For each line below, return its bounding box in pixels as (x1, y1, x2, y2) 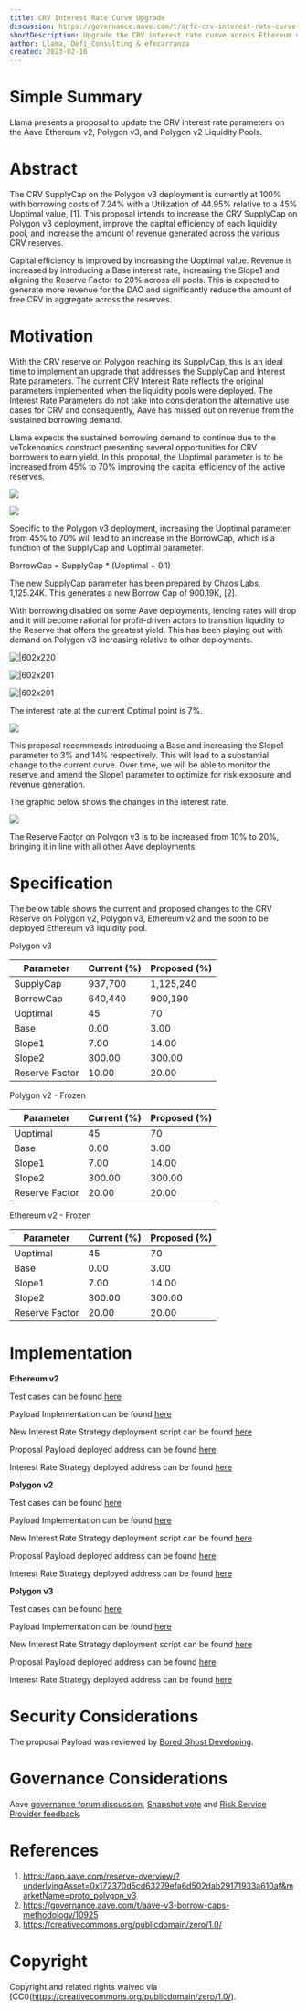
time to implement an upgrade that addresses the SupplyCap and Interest (9, 365, 286, 376)
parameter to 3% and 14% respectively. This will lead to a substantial (9, 749, 270, 760)
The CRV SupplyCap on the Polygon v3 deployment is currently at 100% (9, 189, 281, 199)
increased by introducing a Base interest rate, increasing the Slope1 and (9, 265, 280, 275)
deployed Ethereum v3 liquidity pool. (9, 922, 148, 933)
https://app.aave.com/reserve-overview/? (22, 1870, 180, 1881)
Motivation (9, 326, 94, 347)
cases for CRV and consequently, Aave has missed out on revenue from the (9, 404, 294, 416)
